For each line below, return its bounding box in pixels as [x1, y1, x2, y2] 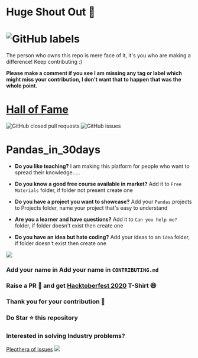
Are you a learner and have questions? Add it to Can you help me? [14, 216, 177, 223]
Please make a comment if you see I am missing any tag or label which [6, 70, 182, 77]
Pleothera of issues [6, 346, 53, 353]
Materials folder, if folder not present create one [14, 187, 133, 194]
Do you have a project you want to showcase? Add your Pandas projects [14, 198, 192, 205]
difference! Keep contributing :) [6, 58, 83, 66]
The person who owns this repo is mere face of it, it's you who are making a [6, 52, 191, 59]
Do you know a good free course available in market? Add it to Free [14, 180, 182, 187]
